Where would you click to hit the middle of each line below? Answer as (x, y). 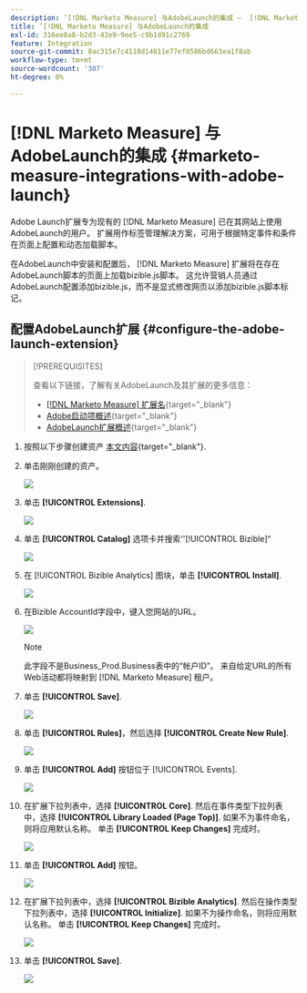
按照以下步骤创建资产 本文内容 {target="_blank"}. (115, 446)
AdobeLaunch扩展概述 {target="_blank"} (122, 427)
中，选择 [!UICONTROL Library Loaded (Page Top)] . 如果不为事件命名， (159, 817)
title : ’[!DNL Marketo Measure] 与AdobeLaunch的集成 (110, 26)
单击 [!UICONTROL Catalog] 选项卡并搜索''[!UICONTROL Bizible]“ (147, 538)
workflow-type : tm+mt (51, 60)
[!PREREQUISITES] (67, 366)
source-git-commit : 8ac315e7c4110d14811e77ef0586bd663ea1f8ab (131, 52)
